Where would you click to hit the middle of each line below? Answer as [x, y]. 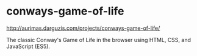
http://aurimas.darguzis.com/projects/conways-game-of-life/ [83, 28]
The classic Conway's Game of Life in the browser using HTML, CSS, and [99, 40]
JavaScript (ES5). [28, 46]
